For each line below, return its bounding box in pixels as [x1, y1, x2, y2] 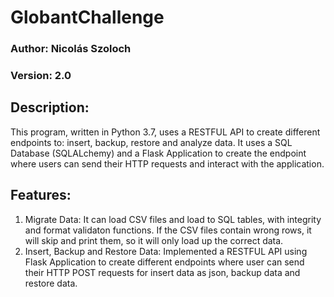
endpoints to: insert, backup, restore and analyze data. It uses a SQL [10, 136, 293, 148]
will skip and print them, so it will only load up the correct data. [24, 234, 284, 246]
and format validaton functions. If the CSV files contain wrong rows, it [24, 224, 312, 236]
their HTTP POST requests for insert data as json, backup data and [24, 266, 301, 278]
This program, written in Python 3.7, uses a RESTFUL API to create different [10, 126, 321, 138]
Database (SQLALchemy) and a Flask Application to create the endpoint [10, 147, 307, 159]
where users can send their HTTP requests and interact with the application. [10, 157, 325, 170]
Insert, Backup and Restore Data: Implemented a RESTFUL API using [24, 245, 308, 257]
